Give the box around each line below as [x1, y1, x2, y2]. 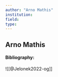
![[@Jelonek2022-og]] [5, 65, 52, 71]
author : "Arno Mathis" [5, 7, 53, 13]
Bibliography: [5, 54, 35, 61]
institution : [5, 12, 33, 17]
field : [5, 17, 19, 22]
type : [5, 21, 17, 27]
